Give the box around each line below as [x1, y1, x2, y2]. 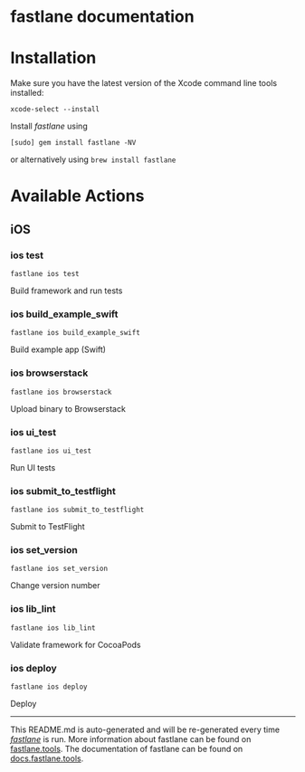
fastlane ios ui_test [10, 446, 92, 455]
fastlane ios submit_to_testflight [10, 505, 145, 515]
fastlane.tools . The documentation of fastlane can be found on [10, 744, 243, 755]
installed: [10, 88, 44, 99]
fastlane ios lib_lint [10, 623, 96, 633]
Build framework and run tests [10, 285, 123, 296]
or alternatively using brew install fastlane [10, 154, 176, 165]
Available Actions [10, 186, 145, 206]
